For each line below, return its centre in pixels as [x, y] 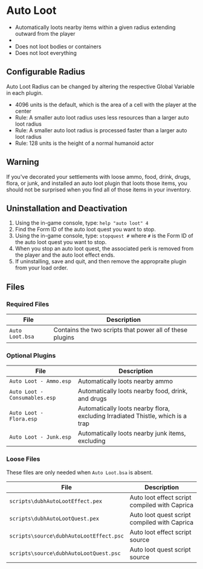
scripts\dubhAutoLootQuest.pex [54, 518]
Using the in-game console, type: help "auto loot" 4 [82, 223]
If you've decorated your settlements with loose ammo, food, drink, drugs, [99, 176]
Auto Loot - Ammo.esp [40, 381]
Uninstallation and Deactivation [67, 208]
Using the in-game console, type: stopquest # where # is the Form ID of [104, 236]
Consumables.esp [33, 398]
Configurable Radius [46, 72]
